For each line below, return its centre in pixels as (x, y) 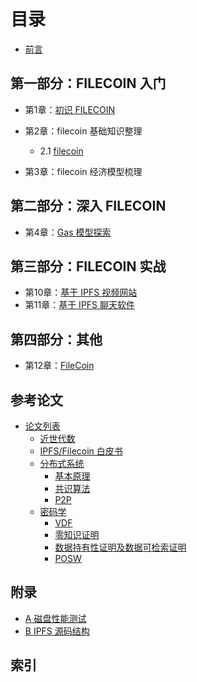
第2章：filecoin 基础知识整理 (83, 131)
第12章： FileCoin (59, 366)
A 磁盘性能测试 (55, 618)
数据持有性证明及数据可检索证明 (120, 547)
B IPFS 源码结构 (57, 631)
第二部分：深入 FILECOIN (88, 206)
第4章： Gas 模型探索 (68, 232)
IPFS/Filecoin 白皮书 (81, 451)
